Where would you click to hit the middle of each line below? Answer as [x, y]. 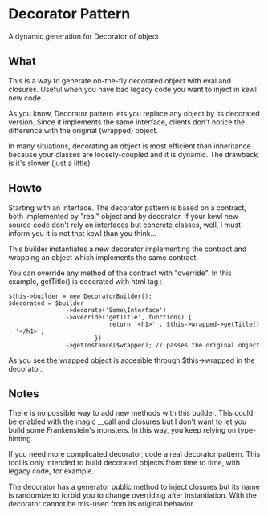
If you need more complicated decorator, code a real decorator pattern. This [134, 454]
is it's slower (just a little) [49, 163]
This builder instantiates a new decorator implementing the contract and [128, 249]
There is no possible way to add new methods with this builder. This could [131, 413]
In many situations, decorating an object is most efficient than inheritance [130, 146]
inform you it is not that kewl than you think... [83, 233]
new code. [26, 98]
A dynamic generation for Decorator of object [83, 36]
